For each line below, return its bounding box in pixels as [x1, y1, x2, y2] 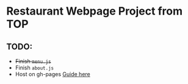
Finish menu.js [15, 58, 51, 65]
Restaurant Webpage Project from [6, 4, 183, 18]
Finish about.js [15, 64, 54, 71]
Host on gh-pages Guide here [15, 71, 90, 77]
